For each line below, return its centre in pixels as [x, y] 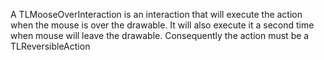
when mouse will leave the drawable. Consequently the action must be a [160, 35]
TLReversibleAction [50, 46]
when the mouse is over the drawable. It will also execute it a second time [162, 25]
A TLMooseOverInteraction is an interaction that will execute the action [156, 14]
